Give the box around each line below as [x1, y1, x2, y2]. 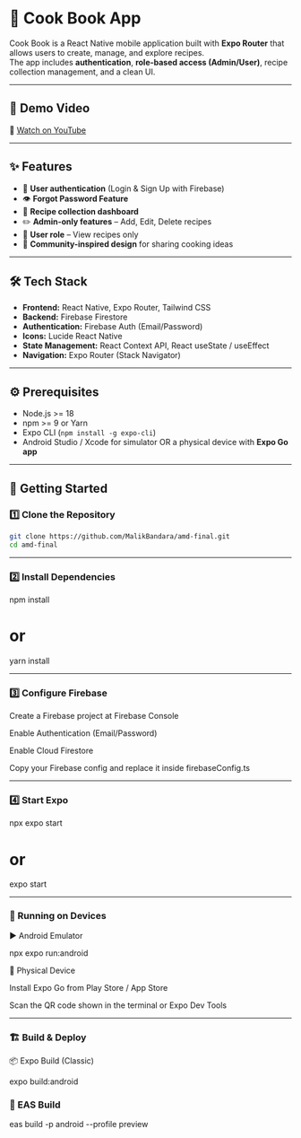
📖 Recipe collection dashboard [21, 206, 139, 216]
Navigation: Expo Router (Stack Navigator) [21, 350, 181, 361]
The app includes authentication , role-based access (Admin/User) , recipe [9, 57, 288, 67]
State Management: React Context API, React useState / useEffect [21, 340, 270, 351]
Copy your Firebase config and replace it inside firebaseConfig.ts [9, 763, 251, 774]
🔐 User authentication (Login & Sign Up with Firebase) [21, 183, 225, 194]
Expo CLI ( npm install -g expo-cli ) [21, 427, 157, 438]
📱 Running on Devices [9, 910, 107, 923]
